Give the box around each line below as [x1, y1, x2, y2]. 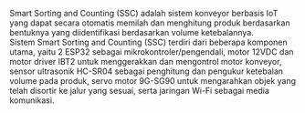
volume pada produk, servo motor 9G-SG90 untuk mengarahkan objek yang [9, 76, 297, 86]
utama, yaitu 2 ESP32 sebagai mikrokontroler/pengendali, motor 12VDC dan [9, 46, 294, 57]
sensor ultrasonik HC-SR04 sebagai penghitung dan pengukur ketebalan [9, 66, 284, 77]
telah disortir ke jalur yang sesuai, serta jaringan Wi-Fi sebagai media [9, 86, 269, 96]
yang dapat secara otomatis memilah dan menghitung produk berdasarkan [9, 17, 290, 28]
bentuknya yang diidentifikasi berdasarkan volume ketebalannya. [9, 27, 254, 37]
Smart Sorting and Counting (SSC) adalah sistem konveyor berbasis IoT [9, 8, 279, 18]
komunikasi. [9, 95, 55, 106]
